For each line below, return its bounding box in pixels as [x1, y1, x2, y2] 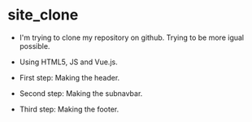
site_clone [7, 6, 79, 24]
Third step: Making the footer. [19, 104, 119, 114]
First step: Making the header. [19, 72, 120, 82]
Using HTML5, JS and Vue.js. [19, 57, 119, 67]
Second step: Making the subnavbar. [19, 88, 143, 98]
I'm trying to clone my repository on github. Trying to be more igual [19, 33, 245, 42]
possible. [19, 41, 50, 50]
